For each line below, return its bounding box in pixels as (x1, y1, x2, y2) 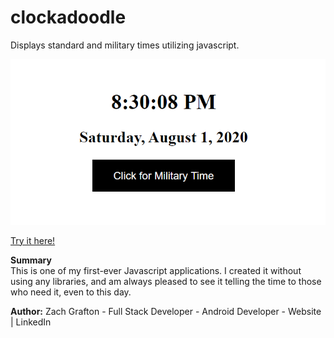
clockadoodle (10, 6, 127, 29)
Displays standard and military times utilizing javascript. (10, 39, 240, 51)
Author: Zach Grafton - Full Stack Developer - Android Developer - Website (10, 305, 322, 317)
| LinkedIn (10, 316, 52, 328)
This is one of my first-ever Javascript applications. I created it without (10, 264, 302, 276)
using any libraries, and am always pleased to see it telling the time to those (10, 275, 322, 287)
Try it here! (10, 234, 56, 246)
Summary (10, 254, 52, 266)
